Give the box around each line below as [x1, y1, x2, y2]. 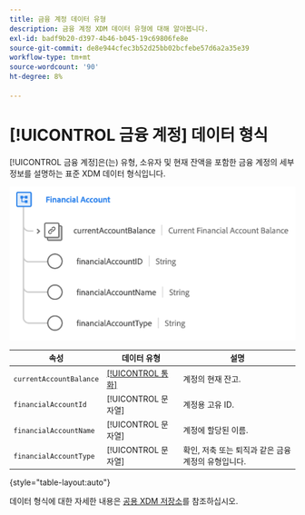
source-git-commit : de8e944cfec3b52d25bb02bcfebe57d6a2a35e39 [9, 44, 250, 53]
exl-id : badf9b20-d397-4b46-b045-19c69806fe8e [9, 34, 189, 43]
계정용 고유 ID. [182, 399, 234, 410]
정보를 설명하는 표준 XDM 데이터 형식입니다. [9, 168, 166, 179]
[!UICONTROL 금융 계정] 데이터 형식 [9, 124, 269, 145]
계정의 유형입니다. [182, 456, 247, 467]
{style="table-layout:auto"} [9, 477, 111, 488]
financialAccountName [13, 426, 95, 435]
